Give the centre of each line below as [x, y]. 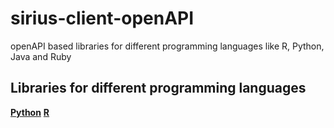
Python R [30, 112]
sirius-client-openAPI [102, 18]
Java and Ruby [41, 56]
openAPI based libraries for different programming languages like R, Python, [167, 46]
